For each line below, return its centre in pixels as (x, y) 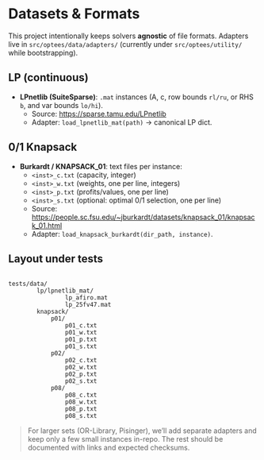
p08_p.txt (81, 409)
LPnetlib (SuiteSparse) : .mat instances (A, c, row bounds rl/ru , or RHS (136, 97)
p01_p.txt (81, 340)
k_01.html (47, 225)
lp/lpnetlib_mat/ (65, 291)
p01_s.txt (81, 346)
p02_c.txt (81, 361)
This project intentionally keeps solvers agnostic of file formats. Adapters (128, 36)
